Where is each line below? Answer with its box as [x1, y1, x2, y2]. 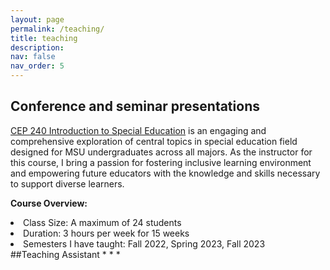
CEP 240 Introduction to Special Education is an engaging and [10, 124, 267, 136]
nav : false [10, 52, 56, 62]
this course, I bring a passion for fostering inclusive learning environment [10, 156, 312, 168]
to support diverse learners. [10, 177, 125, 190]
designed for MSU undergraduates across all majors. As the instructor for [10, 146, 313, 158]
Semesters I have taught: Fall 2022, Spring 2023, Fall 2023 [23, 237, 266, 250]
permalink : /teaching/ [10, 24, 105, 34]
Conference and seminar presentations [10, 98, 260, 115]
